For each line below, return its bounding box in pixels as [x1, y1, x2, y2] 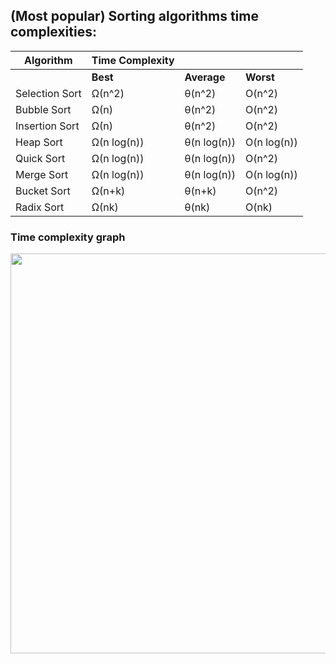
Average [184, 70, 226, 84]
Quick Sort [15, 151, 66, 165]
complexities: [10, 24, 97, 41]
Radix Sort [15, 200, 65, 214]
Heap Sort [15, 135, 63, 149]
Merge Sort [15, 167, 69, 181]
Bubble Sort [15, 102, 72, 116]
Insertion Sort [15, 119, 80, 133]
